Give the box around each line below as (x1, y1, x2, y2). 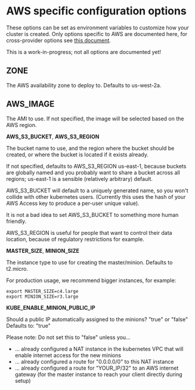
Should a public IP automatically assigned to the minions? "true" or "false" (6, 316, 188, 323)
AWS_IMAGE (6, 99, 55, 109)
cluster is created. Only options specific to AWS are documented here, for (6, 30, 188, 37)
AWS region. (6, 121, 37, 128)
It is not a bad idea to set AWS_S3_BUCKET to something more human (6, 211, 179, 218)
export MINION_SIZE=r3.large (6, 294, 79, 300)
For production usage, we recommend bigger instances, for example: (6, 277, 177, 284)
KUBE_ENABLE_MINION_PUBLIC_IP (6, 304, 95, 311)
